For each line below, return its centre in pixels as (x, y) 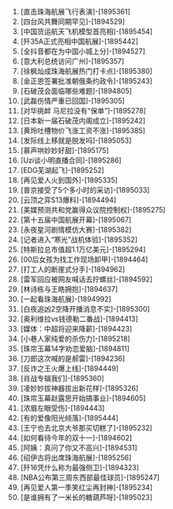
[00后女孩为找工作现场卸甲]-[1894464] (84, 259)
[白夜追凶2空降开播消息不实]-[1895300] (85, 309)
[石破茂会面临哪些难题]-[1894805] (76, 91)
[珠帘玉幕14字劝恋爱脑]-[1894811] (75, 348)
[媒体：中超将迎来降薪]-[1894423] (76, 329)
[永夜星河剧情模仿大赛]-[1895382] (76, 230)
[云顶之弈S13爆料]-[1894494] (68, 200)
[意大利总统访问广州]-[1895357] (72, 61)
